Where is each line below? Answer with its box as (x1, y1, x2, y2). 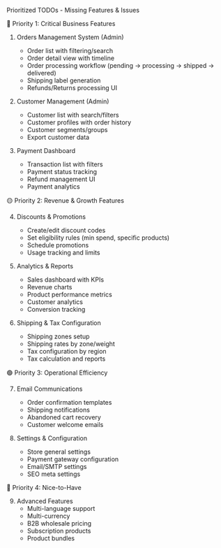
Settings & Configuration (16, 434, 88, 442)
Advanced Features (16, 497, 74, 505)
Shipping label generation (26, 76, 101, 85)
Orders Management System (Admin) (16, 33, 124, 41)
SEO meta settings (26, 470, 81, 478)
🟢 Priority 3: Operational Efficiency (6, 368, 108, 377)
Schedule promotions (26, 241, 89, 249)
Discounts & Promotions (16, 212, 86, 221)
